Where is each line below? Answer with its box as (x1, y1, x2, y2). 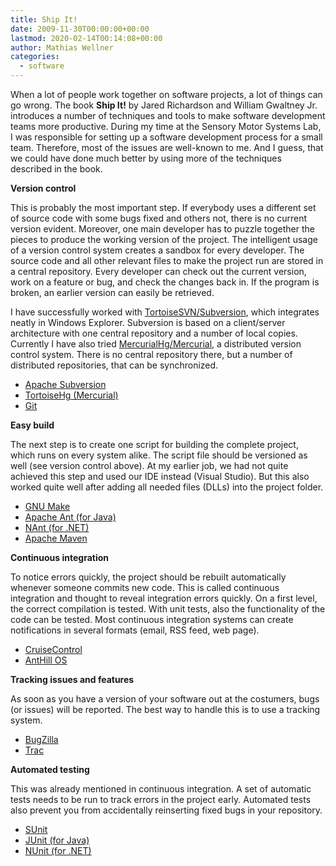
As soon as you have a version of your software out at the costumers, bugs (10, 693, 320, 705)
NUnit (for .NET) (24, 845, 92, 856)
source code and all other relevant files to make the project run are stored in (10, 255, 324, 266)
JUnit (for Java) (24, 834, 90, 846)
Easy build (10, 419, 55, 431)
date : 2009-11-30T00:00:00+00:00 (10, 24, 150, 34)
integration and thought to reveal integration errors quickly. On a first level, (10, 592, 318, 604)
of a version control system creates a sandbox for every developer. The (10, 244, 305, 256)
